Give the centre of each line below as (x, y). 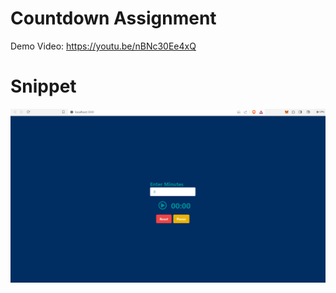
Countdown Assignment (113, 18)
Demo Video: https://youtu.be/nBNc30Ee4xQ (103, 46)
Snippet (43, 86)
